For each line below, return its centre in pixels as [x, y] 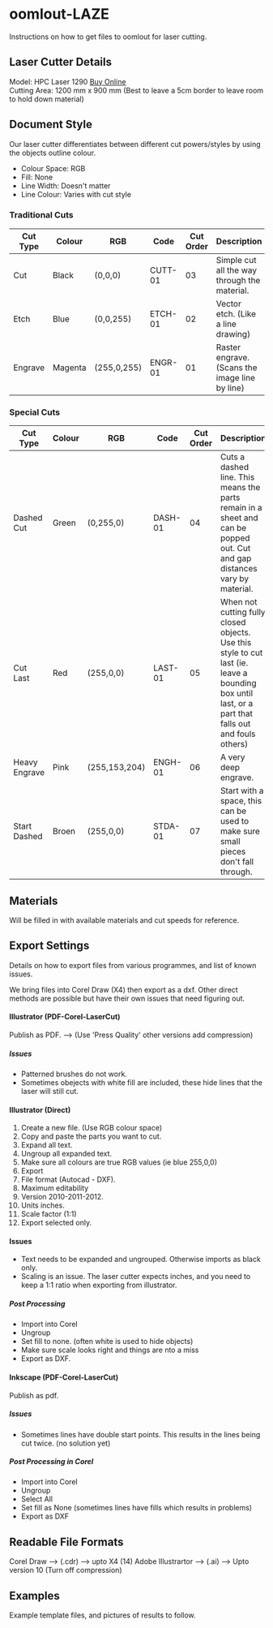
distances [239, 569]
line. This [237, 477]
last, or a [237, 704]
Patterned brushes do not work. [74, 1074]
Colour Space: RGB [53, 168]
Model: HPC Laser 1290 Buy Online [68, 81]
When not [239, 602]
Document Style [51, 125]
